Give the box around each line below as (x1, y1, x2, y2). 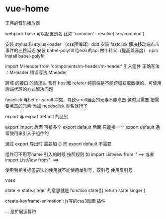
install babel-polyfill (5, 53, 46, 59)
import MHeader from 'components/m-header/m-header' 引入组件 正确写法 (5, 63, 160, 69)
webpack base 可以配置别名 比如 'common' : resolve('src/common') (5, 30, 145, 36)
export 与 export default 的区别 (5, 113, 69, 119)
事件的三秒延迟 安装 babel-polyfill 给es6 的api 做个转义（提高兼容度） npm (5, 47, 158, 53)
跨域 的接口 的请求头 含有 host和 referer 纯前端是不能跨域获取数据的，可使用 (5, 80, 162, 86)
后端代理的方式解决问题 (5, 86, 53, 92)
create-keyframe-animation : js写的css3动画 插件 (5, 198, 106, 204)
